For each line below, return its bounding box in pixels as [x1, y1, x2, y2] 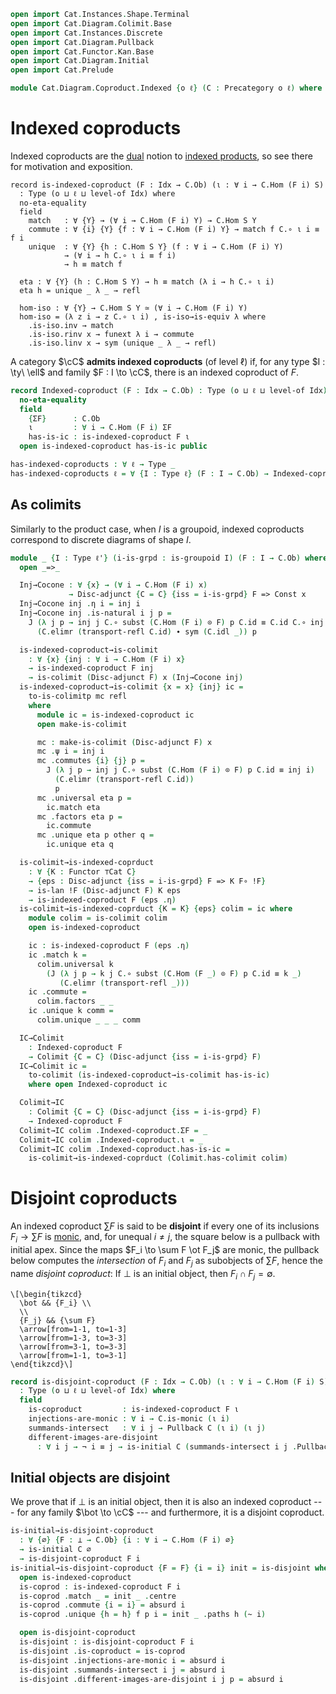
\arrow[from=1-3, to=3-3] [19, 1333, 128, 1343]
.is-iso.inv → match [28, 320, 114, 330]
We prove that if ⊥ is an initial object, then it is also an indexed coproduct [10, 1496, 312, 1508]
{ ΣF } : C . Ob [28, 413, 101, 424]
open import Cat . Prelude [10, 65, 114, 75]
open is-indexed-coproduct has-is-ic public [19, 441, 208, 452]
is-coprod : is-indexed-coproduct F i [19, 1581, 182, 1592]
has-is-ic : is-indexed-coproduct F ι [28, 432, 190, 442]
